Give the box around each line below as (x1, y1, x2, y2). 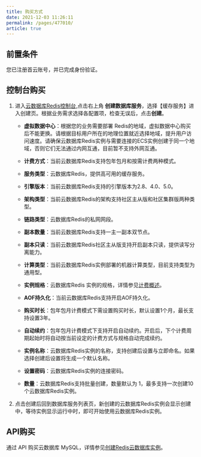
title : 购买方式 (6, 8, 43, 15)
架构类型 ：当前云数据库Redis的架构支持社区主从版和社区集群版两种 (23, 195, 190, 203)
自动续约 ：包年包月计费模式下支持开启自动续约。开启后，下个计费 (23, 327, 187, 334)
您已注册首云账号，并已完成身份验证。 (6, 66, 100, 73)
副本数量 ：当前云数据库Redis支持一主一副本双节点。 (23, 228, 153, 235)
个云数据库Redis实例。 (23, 387, 80, 394)
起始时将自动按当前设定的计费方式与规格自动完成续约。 (29, 334, 166, 341)
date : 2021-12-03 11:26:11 (6, 14, 74, 20)
